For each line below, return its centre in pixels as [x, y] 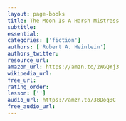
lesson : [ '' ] [27, 93]
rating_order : [28, 87]
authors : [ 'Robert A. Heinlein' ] [57, 47]
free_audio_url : [31, 107]
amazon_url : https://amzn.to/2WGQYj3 [63, 67]
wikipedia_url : [30, 73]
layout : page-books [36, 14]
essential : [23, 34]
